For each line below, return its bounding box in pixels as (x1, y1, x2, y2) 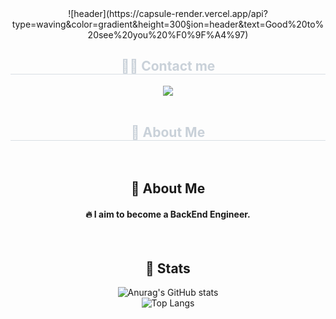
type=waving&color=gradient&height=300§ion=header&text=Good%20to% (11, 18, 325, 30)
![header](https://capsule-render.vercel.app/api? (68, 8, 268, 19)
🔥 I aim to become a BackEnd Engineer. (85, 208, 251, 220)
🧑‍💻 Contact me (120, 58, 216, 75)
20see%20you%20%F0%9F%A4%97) (87, 29, 249, 41)
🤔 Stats (145, 260, 191, 277)
